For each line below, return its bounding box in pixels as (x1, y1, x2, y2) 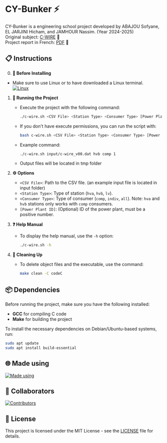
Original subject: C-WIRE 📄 (5, 34, 60, 40)
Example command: (19, 142, 61, 148)
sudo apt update (5, 341, 39, 346)
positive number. (19, 212, 54, 218)
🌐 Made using (5, 359, 50, 368)
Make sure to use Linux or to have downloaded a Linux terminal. (12, 80, 144, 86)
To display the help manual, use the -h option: (19, 233, 114, 239)
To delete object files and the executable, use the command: (19, 261, 144, 267)
